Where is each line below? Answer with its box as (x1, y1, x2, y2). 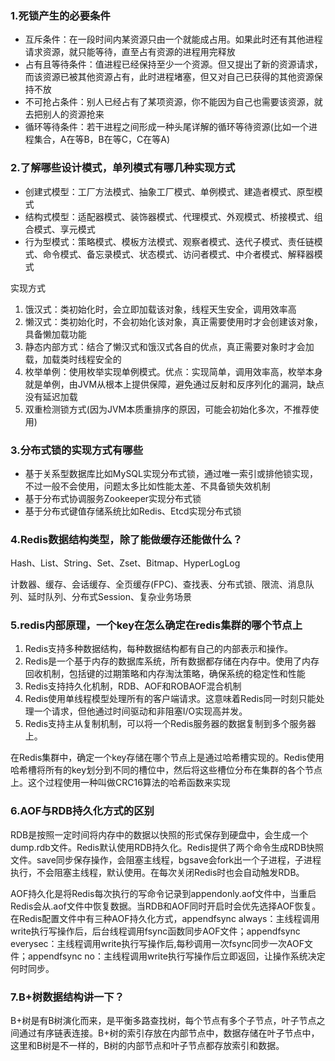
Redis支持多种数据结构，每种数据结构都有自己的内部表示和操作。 (24, 643, 294, 655)
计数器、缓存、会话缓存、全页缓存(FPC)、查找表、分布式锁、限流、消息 (10, 578, 306, 591)
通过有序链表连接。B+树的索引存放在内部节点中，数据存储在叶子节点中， (18, 1027, 320, 1039)
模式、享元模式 (33, 223, 96, 235)
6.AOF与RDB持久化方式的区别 (10, 804, 155, 818)
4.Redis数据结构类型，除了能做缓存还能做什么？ (10, 532, 243, 546)
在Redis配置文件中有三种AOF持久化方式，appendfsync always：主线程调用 (10, 912, 320, 924)
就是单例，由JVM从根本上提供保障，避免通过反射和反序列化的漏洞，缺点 (24, 378, 325, 390)
